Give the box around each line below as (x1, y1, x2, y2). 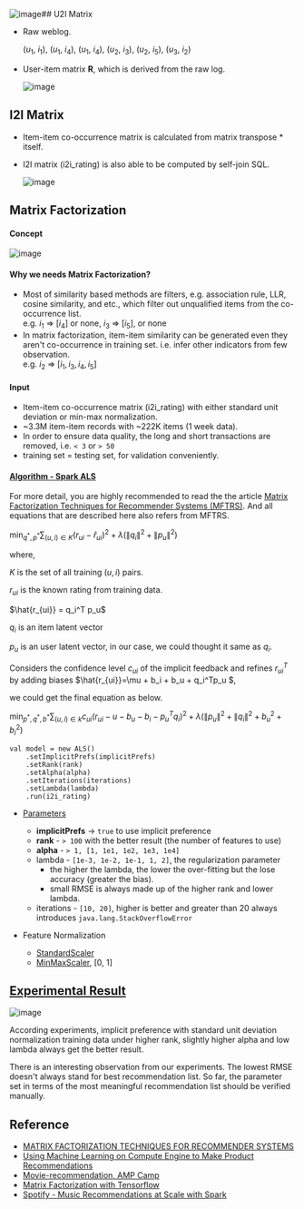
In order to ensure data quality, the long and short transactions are (22, 431, 271, 442)
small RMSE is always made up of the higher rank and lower (49, 883, 274, 894)
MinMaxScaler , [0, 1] (35, 957, 113, 968)
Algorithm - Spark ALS (9, 470, 97, 481)
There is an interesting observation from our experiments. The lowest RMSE (9, 1062, 293, 1073)
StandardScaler (35, 947, 95, 958)
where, (9, 549, 36, 560)
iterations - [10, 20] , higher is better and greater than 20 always (35, 902, 279, 913)
